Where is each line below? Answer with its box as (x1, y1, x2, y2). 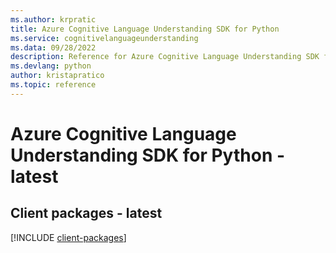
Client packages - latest (10, 205, 163, 222)
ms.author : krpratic (10, 14, 97, 25)
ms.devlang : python (10, 61, 92, 71)
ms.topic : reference (10, 80, 97, 90)
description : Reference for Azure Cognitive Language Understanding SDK (10, 52, 320, 62)
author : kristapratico (10, 71, 105, 81)
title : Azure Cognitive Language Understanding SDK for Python (10, 24, 280, 34)
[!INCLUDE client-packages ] (10, 231, 127, 243)
